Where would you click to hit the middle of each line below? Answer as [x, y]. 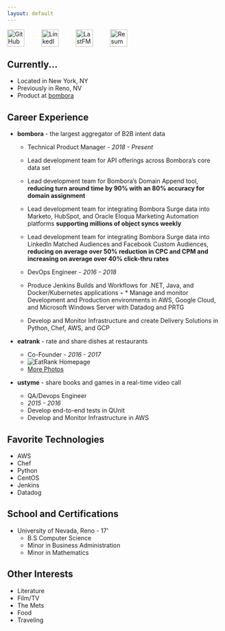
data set [39, 168]
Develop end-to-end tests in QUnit [76, 410]
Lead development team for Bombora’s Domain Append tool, [113, 181]
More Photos [45, 369]
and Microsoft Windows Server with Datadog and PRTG [106, 307]
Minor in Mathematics [58, 552]
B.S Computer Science [59, 538]
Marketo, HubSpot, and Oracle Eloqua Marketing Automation [113, 217]
